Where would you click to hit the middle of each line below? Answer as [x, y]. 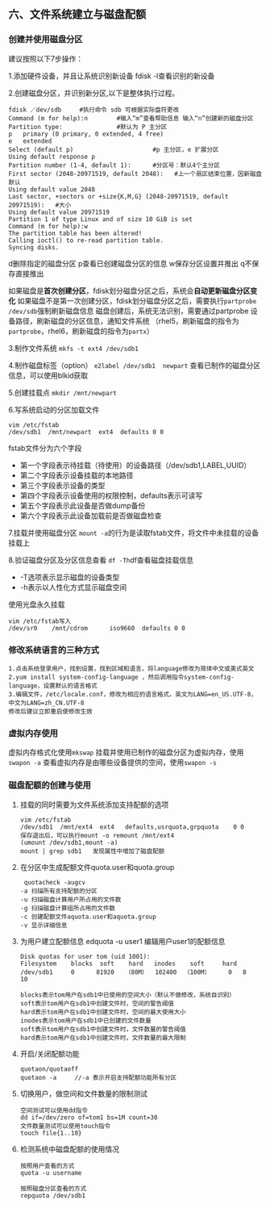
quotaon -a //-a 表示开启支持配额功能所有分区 [98, 1077]
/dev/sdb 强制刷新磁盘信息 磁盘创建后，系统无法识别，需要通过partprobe [129, 311]
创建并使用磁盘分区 [46, 40]
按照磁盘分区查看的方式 [53, 1189]
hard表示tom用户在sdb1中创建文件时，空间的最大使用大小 [103, 1012]
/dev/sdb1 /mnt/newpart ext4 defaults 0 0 [86, 432]
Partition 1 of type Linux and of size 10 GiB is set [101, 219]
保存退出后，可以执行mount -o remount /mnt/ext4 [97, 835]
